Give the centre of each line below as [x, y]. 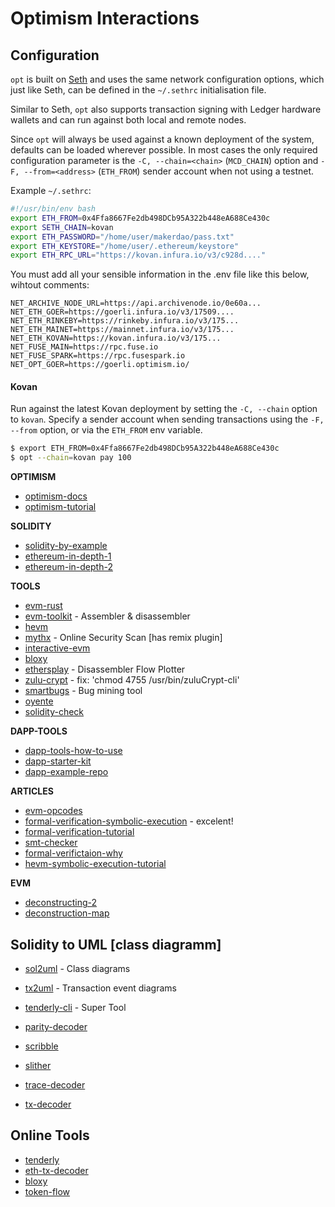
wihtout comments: [50, 285]
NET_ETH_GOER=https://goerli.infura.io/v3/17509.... [122, 312]
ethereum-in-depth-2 [68, 567]
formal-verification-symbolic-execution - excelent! [129, 821]
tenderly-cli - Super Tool [75, 1008]
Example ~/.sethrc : [51, 190]
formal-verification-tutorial [79, 832]
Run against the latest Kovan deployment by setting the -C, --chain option [164, 409]
